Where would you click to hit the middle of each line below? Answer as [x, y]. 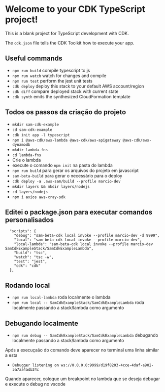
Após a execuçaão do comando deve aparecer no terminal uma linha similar [82, 350]
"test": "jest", [31, 261]
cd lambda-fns [27, 155]
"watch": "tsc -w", [34, 257]
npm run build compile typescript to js [51, 70]
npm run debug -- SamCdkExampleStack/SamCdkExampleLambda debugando [85, 335]
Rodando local [28, 285]
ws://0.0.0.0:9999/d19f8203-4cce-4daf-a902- [107, 365]
